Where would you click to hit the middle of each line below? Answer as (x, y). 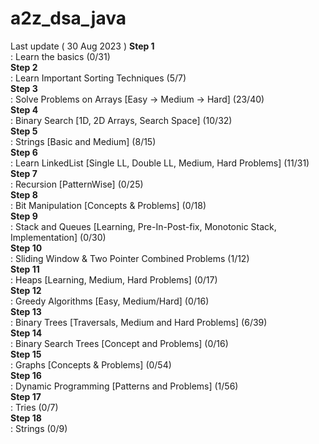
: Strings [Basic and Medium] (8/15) (83, 141)
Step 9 (24, 216)
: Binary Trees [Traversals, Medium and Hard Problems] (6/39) (139, 322)
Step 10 (26, 248)
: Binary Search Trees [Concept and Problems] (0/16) (119, 343)
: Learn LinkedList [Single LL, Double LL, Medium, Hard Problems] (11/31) (160, 163)
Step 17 (26, 396)
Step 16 (26, 375)
